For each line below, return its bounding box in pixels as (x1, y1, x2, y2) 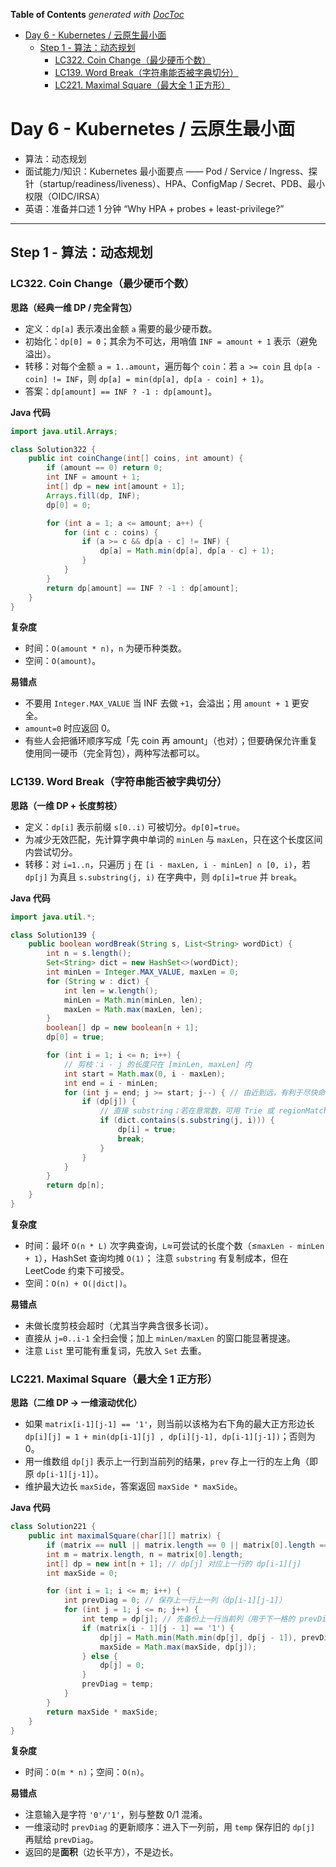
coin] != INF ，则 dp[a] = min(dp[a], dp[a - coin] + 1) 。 (24, 372, 270, 384)
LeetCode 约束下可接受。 (24, 1264, 130, 1276)
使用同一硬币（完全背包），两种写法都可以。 (24, 747, 205, 759)
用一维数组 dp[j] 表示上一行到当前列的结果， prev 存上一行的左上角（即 (24, 1455, 319, 1468)
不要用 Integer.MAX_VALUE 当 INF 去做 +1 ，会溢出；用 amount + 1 (24, 697, 290, 709)
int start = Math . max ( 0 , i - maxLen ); (63, 1069, 226, 1079)
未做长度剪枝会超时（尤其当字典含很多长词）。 (24, 1319, 214, 1331)
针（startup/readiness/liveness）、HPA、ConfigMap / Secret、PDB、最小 (24, 177, 325, 189)
